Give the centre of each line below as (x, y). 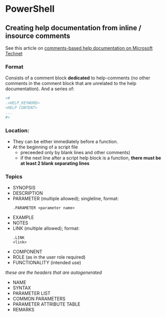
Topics (14, 176)
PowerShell (30, 9)
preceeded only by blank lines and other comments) (75, 152)
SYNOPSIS (24, 188)
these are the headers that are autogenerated (54, 272)
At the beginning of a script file (45, 147)
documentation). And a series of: (40, 89)
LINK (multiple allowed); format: (46, 228)
